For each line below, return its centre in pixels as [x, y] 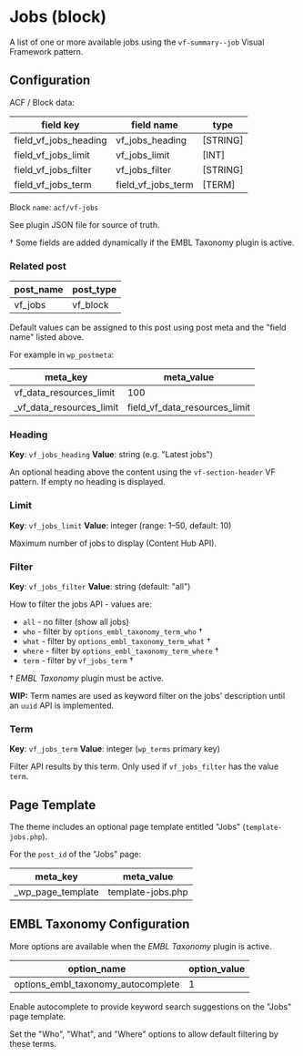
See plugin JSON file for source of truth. [85, 224]
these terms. [33, 1043]
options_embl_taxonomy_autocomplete [97, 984]
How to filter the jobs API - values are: [81, 604]
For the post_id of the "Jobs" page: [76, 855]
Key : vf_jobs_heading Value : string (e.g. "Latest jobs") [111, 455]
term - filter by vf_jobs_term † [78, 660]
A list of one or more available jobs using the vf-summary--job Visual [137, 42]
